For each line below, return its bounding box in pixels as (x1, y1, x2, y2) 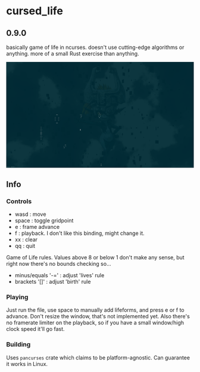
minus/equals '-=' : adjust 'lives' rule (14, 272, 105, 279)
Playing (6, 293, 29, 302)
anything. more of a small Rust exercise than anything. (6, 50, 139, 57)
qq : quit (14, 243, 36, 250)
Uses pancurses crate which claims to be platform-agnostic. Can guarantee (6, 354, 190, 361)
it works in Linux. (6, 360, 48, 367)
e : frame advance (14, 224, 60, 231)
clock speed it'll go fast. (6, 325, 65, 333)
